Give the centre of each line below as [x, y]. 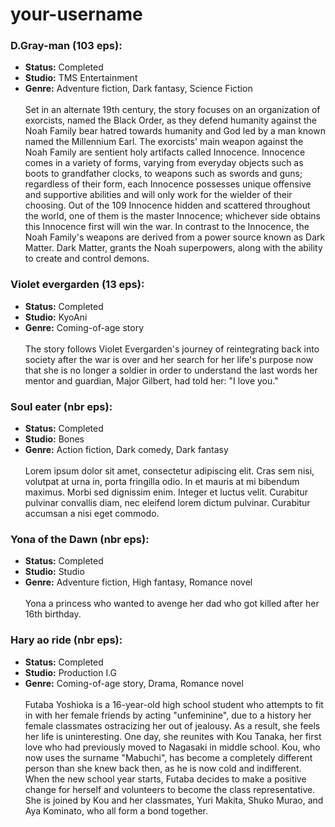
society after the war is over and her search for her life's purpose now [169, 359]
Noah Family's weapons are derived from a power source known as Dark [175, 237]
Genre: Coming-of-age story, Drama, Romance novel [134, 683]
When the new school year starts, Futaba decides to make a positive [165, 779]
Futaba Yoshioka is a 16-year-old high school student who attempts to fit [174, 704]
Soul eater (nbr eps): [61, 406]
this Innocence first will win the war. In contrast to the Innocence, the [167, 227]
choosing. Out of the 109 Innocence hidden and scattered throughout [167, 205]
